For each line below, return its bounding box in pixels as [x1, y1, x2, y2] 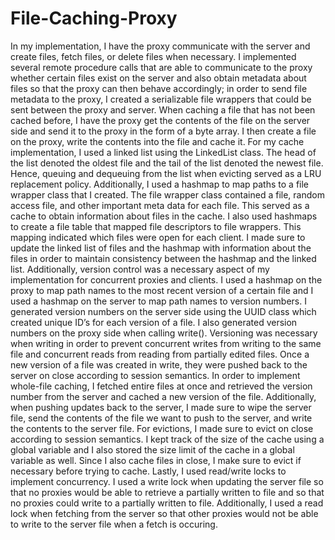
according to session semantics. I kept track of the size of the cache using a [10, 433, 325, 445]
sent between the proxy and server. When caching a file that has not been [10, 103, 316, 116]
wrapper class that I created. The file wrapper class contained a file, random [10, 188, 325, 201]
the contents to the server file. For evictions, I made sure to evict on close [10, 422, 314, 434]
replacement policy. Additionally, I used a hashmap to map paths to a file [10, 178, 310, 190]
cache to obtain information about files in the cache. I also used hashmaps [10, 210, 318, 222]
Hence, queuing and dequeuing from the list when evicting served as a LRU [10, 167, 322, 179]
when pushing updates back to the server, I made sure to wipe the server [10, 401, 312, 413]
